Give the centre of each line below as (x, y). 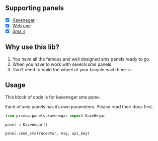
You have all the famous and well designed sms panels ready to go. (81, 59)
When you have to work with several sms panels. (62, 64)
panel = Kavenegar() (27, 125)
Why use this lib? (32, 47)
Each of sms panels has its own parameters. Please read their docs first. (79, 106)
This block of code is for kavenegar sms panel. (53, 97)
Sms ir (19, 31)
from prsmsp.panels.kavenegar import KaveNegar (55, 116)
